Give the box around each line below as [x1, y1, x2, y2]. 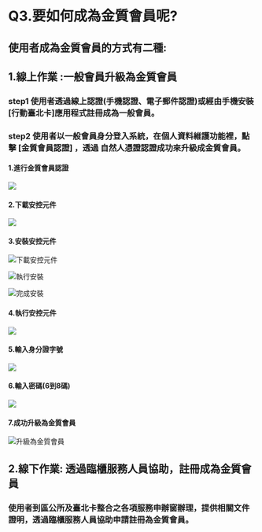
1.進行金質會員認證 [8, 163, 69, 173]
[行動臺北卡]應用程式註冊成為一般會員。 [8, 107, 160, 118]
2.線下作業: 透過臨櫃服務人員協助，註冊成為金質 [8, 462, 242, 475]
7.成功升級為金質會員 [8, 418, 76, 427]
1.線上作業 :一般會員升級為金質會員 [8, 70, 178, 83]
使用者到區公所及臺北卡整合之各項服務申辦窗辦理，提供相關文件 [8, 502, 250, 513]
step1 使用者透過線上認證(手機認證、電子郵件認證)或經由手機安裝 [8, 95, 254, 106]
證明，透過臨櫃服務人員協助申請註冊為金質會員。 [8, 514, 194, 525]
